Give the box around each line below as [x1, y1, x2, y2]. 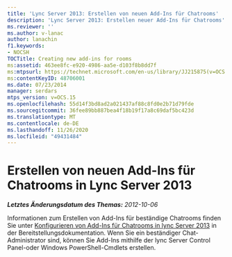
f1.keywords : [7, 42, 45, 49]
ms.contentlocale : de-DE [7, 119, 79, 127]
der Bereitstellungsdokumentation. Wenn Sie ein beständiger [7, 229, 181, 237]
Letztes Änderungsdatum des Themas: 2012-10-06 [7, 201, 158, 209]
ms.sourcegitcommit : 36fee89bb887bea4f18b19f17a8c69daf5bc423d [7, 107, 194, 114]
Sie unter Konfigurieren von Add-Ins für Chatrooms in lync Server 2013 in [7, 222, 217, 230]
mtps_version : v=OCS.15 [7, 94, 76, 101]
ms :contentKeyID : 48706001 [7, 74, 85, 82]
